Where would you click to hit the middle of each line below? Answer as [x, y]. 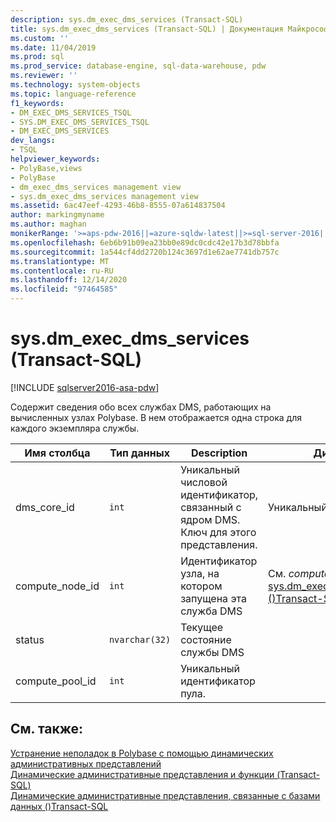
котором [201, 586]
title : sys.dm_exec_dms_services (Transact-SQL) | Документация [147, 29]
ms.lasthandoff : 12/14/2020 [69, 280]
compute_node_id [57, 586]
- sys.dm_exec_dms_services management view [104, 196]
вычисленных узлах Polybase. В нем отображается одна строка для [156, 417]
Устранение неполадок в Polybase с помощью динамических [142, 753]
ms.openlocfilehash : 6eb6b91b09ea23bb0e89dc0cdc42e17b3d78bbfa [145, 242]
